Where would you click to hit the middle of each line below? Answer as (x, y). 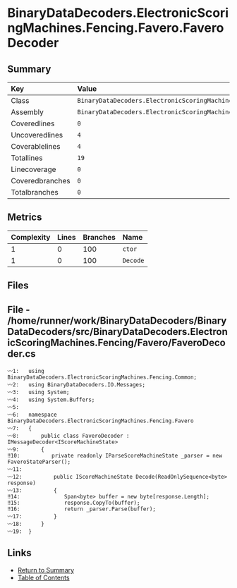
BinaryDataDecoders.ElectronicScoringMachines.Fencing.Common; (102, 378)
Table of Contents (43, 577)
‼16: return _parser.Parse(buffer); (82, 509)
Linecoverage (34, 169)
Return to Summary (46, 570)
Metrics (25, 218)
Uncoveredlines (37, 135)
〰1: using (26, 372)
